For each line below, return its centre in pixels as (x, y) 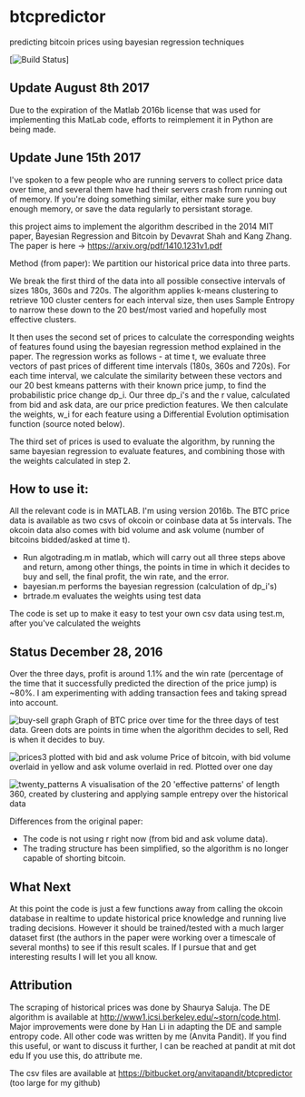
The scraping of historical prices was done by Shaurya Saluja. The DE (140, 1007)
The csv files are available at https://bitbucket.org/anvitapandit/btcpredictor (151, 1072)
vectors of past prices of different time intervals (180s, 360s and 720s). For (150, 366)
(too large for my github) (55, 1082)
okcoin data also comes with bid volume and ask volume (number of (137, 530)
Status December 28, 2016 (86, 652)
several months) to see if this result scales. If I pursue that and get (133, 947)
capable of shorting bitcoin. (74, 858)
